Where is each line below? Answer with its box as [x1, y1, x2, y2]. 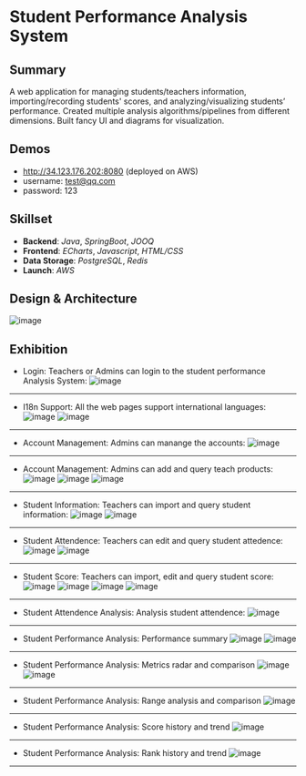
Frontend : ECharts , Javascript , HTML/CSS [22, 245, 184, 256]
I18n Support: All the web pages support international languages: [22, 402, 267, 413]
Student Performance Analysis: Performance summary [22, 633, 229, 644]
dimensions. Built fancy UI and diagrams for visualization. [9, 116, 225, 126]
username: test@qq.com [22, 175, 116, 186]
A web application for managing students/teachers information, [9, 87, 248, 97]
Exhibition [9, 342, 68, 357]
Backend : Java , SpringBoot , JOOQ [22, 235, 155, 247]
